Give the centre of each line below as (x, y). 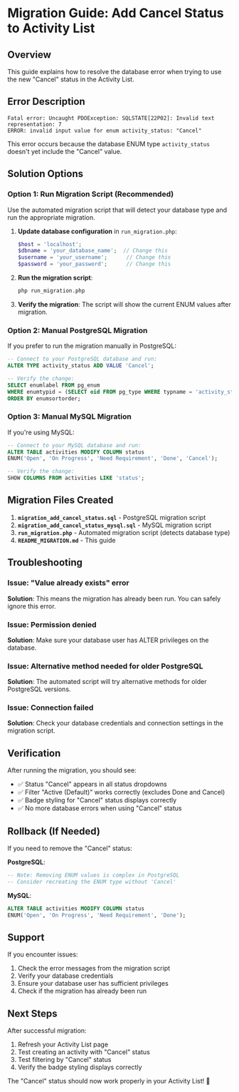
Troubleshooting (45, 562)
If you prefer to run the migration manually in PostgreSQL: (92, 346)
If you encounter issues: (43, 954)
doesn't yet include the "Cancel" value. (65, 151)
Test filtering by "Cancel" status (64, 1060)
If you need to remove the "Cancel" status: (70, 848)
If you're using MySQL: (41, 432)
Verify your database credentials (65, 976)
